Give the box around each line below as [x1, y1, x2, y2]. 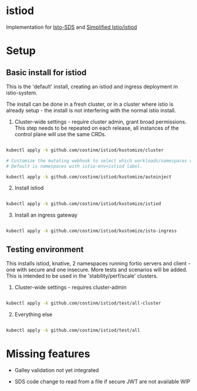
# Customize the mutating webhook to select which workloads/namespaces [6, 157, 188, 164]
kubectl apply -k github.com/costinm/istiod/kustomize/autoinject [6, 174, 172, 180]
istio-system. [6, 89, 38, 96]
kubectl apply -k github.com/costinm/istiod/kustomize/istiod [6, 201, 161, 207]
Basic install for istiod [6, 68, 87, 77]
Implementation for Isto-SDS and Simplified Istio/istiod [6, 23, 137, 31]
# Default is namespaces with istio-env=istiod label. [6, 163, 143, 169]
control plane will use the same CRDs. [14, 130, 107, 137]
